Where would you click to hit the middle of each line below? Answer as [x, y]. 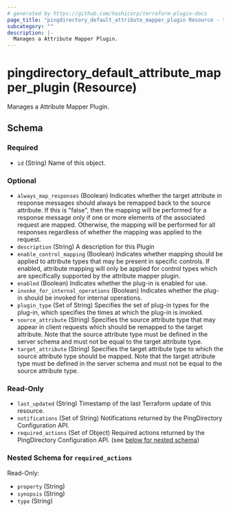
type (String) [35, 501]
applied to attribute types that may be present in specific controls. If [113, 261]
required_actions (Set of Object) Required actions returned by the [111, 433]
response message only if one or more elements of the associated [111, 218]
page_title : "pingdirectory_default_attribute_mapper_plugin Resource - [113, 20]
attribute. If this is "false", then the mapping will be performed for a [112, 210]
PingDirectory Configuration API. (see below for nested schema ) [108, 440]
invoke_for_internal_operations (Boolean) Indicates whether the [110, 291]
